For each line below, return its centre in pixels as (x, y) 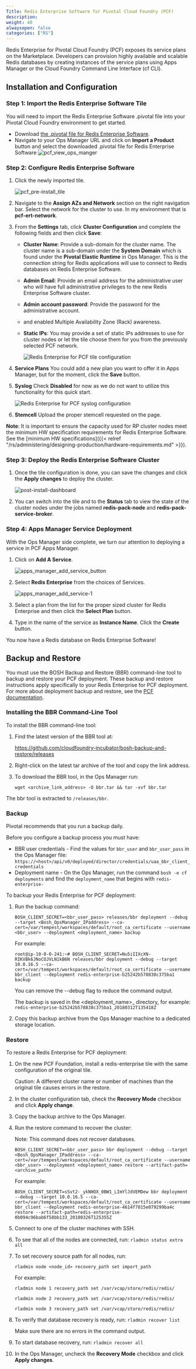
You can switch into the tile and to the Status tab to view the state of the (102, 501)
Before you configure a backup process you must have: (73, 838)
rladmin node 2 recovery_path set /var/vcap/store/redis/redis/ (94, 1299)
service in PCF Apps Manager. (43, 548)
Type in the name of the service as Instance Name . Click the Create (97, 622)
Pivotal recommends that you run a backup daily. (65, 826)
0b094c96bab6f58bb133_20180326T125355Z (63, 1217)
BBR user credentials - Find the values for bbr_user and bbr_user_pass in (102, 849)
